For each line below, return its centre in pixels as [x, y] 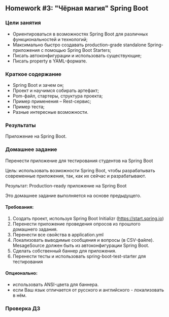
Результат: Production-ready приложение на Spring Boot [66, 185]
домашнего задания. [35, 229]
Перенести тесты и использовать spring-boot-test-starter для [79, 256]
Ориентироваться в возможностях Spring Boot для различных [80, 34]
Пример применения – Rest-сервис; [52, 101]
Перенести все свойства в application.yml [58, 234]
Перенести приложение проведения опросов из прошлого [76, 224]
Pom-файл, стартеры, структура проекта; [58, 96]
